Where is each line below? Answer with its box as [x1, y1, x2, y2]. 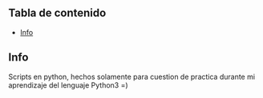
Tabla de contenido [8, 6, 107, 20]
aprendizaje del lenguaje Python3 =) [8, 80, 128, 90]
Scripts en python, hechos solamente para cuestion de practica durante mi [8, 72, 255, 81]
